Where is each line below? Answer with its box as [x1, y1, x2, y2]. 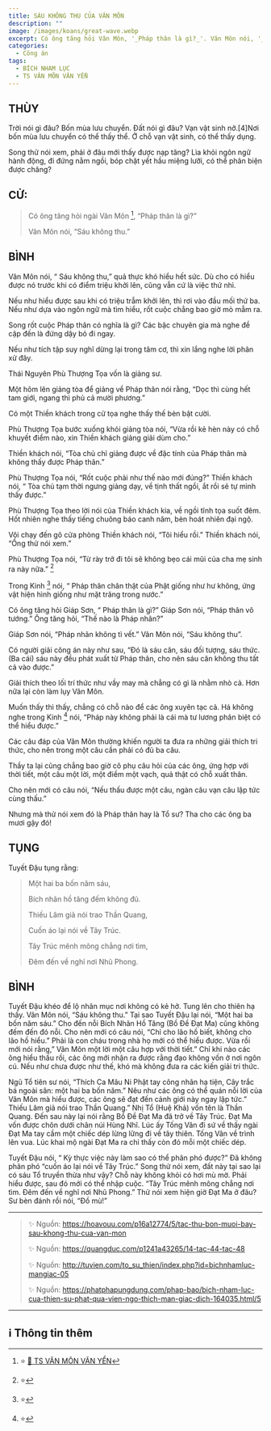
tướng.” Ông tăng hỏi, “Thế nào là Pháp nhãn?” [8, 614, 164, 623]
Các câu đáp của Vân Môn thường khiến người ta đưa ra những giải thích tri [8, 737, 258, 746]
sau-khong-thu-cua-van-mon [27, 1228, 127, 1238]
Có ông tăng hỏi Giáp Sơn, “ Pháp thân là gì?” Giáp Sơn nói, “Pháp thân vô [8, 606, 254, 615]
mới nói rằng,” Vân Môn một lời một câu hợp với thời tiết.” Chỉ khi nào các [8, 1045, 251, 1054]
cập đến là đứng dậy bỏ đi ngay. [8, 328, 115, 338]
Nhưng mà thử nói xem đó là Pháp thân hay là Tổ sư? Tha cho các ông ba [8, 809, 252, 819]
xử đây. [8, 352, 33, 362]
